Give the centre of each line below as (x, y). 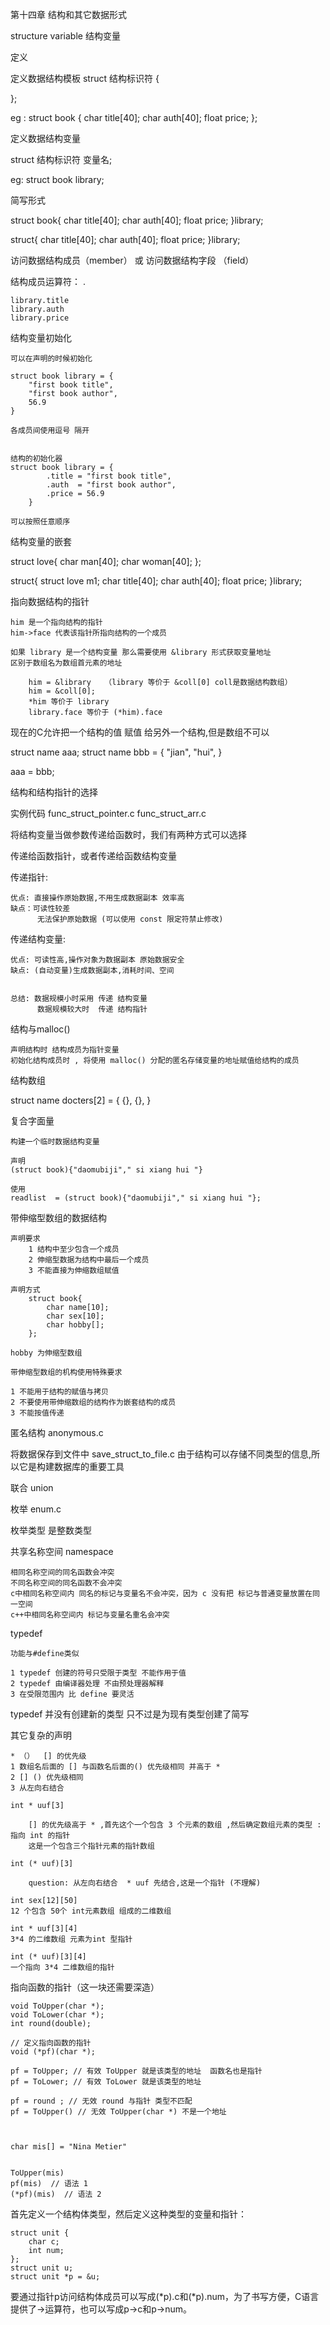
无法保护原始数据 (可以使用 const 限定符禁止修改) (130, 919)
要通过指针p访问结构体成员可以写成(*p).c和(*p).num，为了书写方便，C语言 (165, 2296)
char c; (44, 2242)
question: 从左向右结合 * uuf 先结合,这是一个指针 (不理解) (145, 1883)
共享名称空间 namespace (62, 1551)
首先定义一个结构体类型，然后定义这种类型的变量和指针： (128, 2214)
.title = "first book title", (109, 476)
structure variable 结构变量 (65, 36)
